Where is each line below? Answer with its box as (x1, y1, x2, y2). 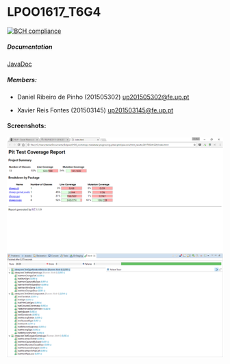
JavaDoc (7, 60, 32, 68)
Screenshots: (7, 121, 47, 130)
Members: (7, 75, 38, 84)
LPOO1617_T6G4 (7, 4, 101, 20)
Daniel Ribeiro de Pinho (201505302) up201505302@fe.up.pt (16, 93, 190, 101)
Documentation (7, 43, 53, 51)
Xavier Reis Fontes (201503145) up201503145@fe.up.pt (16, 106, 174, 114)
